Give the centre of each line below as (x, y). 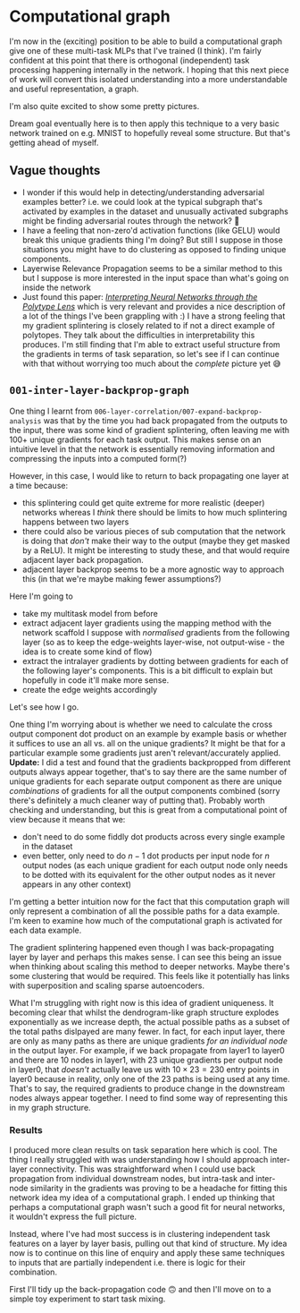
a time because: (39, 485)
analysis (25, 421)
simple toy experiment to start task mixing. (87, 1299)
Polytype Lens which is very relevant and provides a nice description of (154, 306)
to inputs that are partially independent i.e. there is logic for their (127, 1262)
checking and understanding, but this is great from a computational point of (148, 810)
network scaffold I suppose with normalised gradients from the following (156, 632)
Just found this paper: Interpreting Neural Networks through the (140, 296)
